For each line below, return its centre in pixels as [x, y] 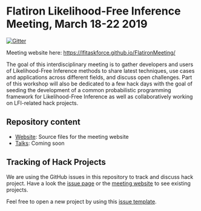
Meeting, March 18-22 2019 [77, 24]
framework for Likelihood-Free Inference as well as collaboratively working [100, 96]
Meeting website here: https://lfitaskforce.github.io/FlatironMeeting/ [91, 52]
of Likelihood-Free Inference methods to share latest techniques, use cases [100, 70]
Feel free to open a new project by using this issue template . [81, 201]
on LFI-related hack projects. [42, 103]
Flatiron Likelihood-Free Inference [94, 11]
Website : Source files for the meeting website [72, 136]
